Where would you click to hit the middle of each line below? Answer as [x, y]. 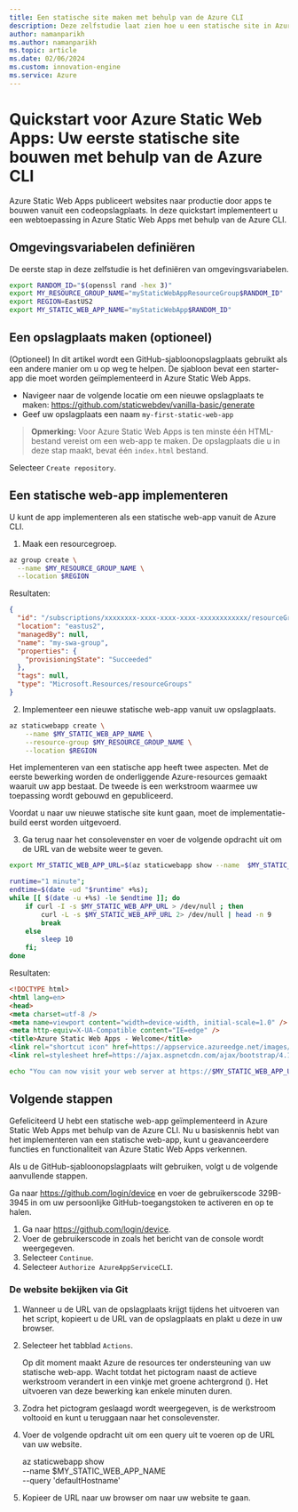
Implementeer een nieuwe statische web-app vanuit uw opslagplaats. [149, 709]
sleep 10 [57, 939]
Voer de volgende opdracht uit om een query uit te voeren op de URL [148, 1435]
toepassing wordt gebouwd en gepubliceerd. [91, 796]
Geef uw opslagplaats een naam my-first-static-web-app [128, 414]
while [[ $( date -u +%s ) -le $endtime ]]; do [95, 898]
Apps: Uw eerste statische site [125, 138]
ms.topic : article [43, 51]
